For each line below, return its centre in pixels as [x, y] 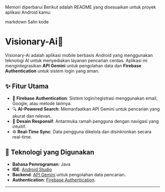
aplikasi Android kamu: [28, 12]
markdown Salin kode [27, 22]
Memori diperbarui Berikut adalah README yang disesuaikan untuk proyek [81, 7]
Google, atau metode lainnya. [42, 103]
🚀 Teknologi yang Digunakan [50, 152]
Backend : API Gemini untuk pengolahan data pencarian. [69, 174]
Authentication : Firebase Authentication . [54, 180]
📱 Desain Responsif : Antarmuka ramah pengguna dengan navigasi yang [85, 121]
